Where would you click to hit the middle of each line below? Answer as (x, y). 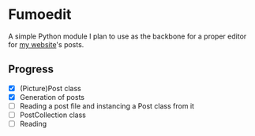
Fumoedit (40, 15)
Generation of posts (52, 97)
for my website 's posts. (46, 44)
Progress (31, 70)
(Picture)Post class (50, 88)
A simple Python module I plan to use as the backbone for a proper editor (127, 36)
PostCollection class (53, 115)
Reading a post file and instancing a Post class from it (107, 106)
